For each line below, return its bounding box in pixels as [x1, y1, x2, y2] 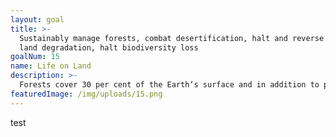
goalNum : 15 [10, 52, 60, 62]
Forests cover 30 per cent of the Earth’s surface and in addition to [19, 80, 320, 90]
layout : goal [10, 14, 65, 25]
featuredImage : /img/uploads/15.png [10, 89, 163, 99]
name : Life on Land [10, 61, 92, 71]
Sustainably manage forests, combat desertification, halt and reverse [19, 33, 325, 43]
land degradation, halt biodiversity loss [19, 42, 199, 53]
